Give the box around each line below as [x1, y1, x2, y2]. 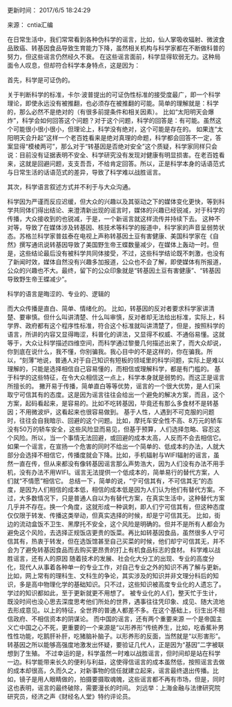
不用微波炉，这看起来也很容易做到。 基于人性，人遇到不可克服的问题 [19, 408, 215, 416]
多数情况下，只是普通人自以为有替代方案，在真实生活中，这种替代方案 [25, 494, 225, 502]
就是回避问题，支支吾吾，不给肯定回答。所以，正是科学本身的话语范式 [25, 159, 225, 168]
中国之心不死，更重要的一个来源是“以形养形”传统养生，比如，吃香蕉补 [19, 624, 219, 631]
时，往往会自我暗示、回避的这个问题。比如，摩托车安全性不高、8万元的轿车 [7, 417, 223, 424]
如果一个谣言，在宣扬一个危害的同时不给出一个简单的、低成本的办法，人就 [7, 442, 219, 450]
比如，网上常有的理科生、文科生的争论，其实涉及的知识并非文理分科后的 [7, 572, 213, 579]
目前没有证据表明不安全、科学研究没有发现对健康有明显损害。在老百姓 [19, 151, 219, 159]
